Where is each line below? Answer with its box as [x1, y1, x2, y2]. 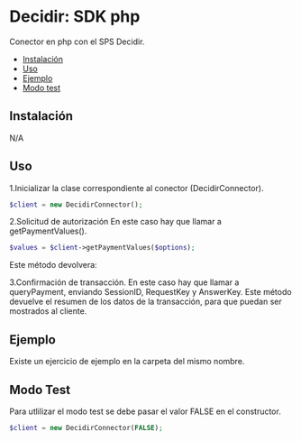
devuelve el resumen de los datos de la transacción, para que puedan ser [9, 296, 282, 308]
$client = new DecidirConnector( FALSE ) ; [9, 423, 164, 432]
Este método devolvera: [9, 260, 97, 271]
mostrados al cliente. [9, 306, 87, 317]
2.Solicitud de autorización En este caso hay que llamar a [9, 216, 223, 227]
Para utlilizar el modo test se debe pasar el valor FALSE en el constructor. [9, 406, 281, 417]
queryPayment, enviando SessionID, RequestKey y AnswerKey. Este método [9, 287, 292, 298]
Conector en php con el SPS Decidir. [9, 36, 145, 47]
